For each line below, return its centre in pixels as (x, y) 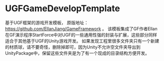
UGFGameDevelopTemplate (63, 9)
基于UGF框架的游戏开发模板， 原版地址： (47, 22)
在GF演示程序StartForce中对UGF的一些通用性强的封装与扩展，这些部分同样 (81, 35)
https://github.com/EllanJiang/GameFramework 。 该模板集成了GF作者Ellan (82, 29)
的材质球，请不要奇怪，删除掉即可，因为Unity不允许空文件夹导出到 (73, 47)
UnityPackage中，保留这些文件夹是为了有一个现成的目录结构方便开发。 (77, 53)
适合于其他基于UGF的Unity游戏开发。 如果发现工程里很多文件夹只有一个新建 (82, 41)
